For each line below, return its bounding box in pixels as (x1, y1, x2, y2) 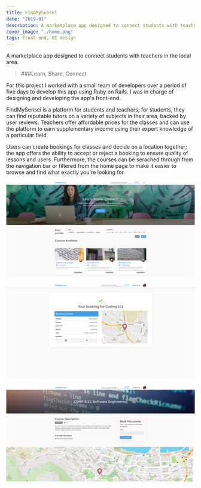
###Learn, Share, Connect (20, 70, 87, 77)
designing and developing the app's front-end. (6, 95, 121, 102)
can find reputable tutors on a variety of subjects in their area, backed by (6, 113, 187, 120)
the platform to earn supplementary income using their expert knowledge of (6, 125, 193, 132)
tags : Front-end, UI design (6, 35, 77, 41)
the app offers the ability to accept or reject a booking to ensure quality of (6, 150, 188, 157)
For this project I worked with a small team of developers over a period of (6, 82, 187, 89)
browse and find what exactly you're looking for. (6, 168, 126, 176)
